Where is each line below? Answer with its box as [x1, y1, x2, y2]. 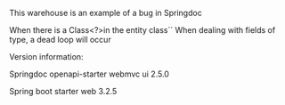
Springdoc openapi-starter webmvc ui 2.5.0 [9, 69, 169, 79]
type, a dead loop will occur [9, 35, 111, 44]
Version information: [9, 52, 84, 61]
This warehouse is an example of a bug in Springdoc [9, 8, 202, 18]
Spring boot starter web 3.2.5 [9, 86, 118, 96]
